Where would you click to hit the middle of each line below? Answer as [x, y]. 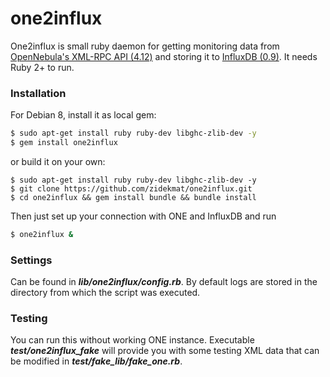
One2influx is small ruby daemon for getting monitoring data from [145, 46]
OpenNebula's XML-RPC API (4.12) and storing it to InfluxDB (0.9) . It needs [164, 56]
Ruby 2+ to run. [42, 67]
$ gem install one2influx [64, 143]
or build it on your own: [58, 161]
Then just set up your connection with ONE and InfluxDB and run [143, 216]
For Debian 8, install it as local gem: [83, 115]
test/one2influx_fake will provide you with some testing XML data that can [165, 351]
